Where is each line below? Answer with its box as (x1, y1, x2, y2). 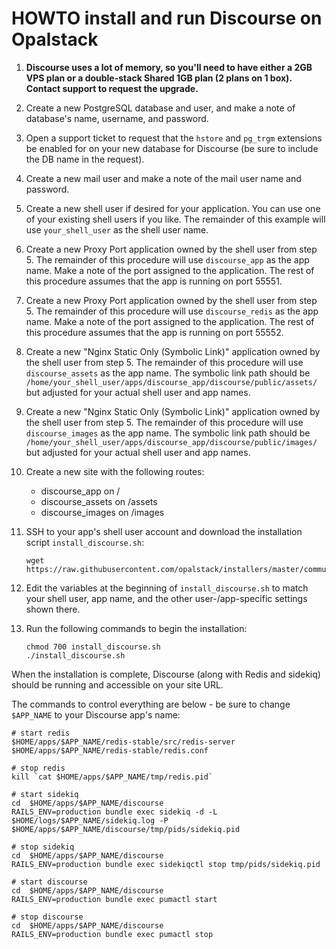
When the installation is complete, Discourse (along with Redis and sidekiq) (11, 668, 321, 680)
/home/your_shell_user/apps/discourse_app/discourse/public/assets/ (25, 377, 318, 387)
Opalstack (11, 28, 99, 51)
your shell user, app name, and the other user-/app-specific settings (25, 592, 308, 604)
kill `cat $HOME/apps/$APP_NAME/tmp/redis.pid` (11, 772, 214, 782)
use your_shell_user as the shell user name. (25, 223, 209, 236)
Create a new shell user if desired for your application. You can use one (25, 202, 321, 214)
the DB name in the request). (25, 153, 145, 165)
